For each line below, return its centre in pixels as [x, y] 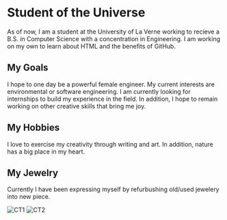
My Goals [28, 68]
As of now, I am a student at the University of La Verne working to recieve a [113, 32]
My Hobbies [34, 128]
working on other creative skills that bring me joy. [77, 106]
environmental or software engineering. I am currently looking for [99, 91]
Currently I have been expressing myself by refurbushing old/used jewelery [113, 189]
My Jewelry [33, 173]
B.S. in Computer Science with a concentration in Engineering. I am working [114, 38]
